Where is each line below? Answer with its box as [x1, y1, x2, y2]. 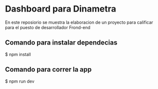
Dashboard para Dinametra [5, 3, 117, 15]
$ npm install [5, 51, 31, 57]
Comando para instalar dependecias [5, 39, 118, 47]
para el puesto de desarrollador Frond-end [5, 24, 91, 30]
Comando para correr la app [5, 65, 92, 74]
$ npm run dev [5, 78, 35, 84]
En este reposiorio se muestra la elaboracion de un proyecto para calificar [5, 19, 153, 25]
